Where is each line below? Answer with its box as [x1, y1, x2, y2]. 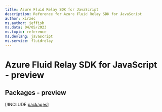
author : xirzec [5, 16, 36, 21]
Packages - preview [5, 89, 66, 97]
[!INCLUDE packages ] [5, 101, 49, 107]
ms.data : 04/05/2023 [5, 25, 47, 30]
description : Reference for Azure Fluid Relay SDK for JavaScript [5, 12, 142, 16]
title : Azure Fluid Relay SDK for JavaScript [5, 7, 98, 12]
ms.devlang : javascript [5, 34, 53, 39]
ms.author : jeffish [5, 20, 45, 26]
